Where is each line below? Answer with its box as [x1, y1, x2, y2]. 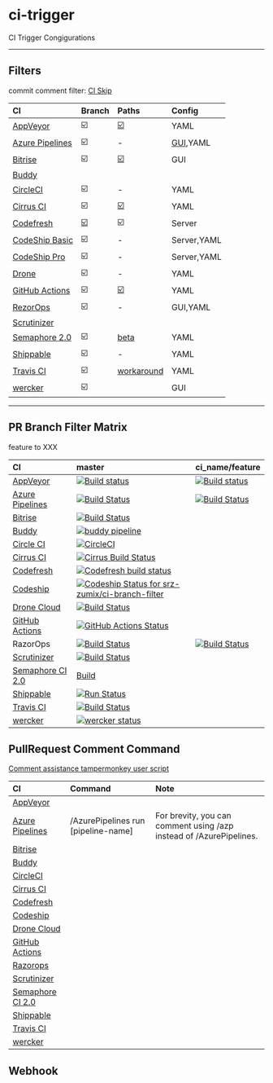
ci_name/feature [195, 461, 261, 473]
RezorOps [12, 302, 50, 313]
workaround [117, 365, 164, 376]
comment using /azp [155, 821, 234, 832]
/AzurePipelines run [70, 815, 145, 826]
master [76, 461, 105, 473]
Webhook [8, 1063, 58, 1077]
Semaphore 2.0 [12, 332, 71, 343]
